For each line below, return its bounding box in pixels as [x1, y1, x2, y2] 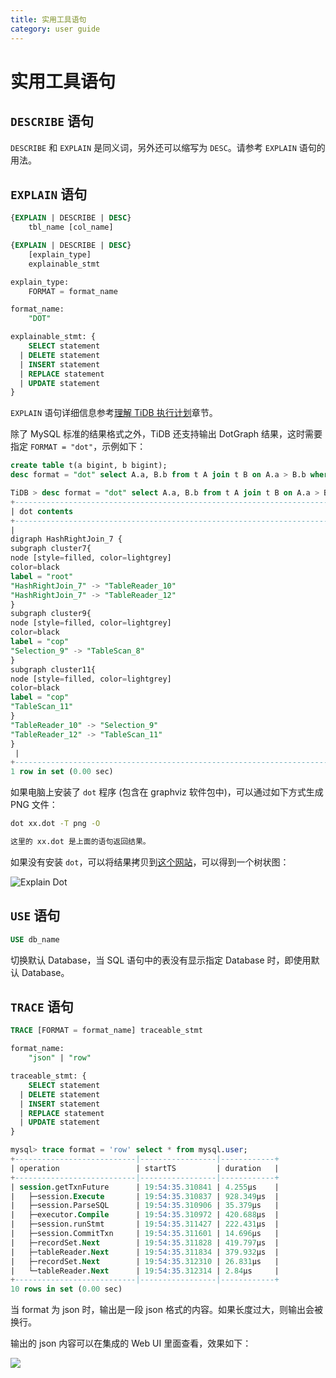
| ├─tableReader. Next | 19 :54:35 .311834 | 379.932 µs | [10, 1247, 280, 1257]
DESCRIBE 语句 [10, 113, 94, 130]
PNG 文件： [10, 799, 58, 811]
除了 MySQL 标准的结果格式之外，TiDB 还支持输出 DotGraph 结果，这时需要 [10, 428, 323, 440]
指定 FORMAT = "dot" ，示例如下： [10, 441, 147, 453]
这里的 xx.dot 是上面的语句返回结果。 [10, 837, 151, 847]
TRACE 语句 [10, 999, 74, 1016]
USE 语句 [10, 907, 61, 925]
